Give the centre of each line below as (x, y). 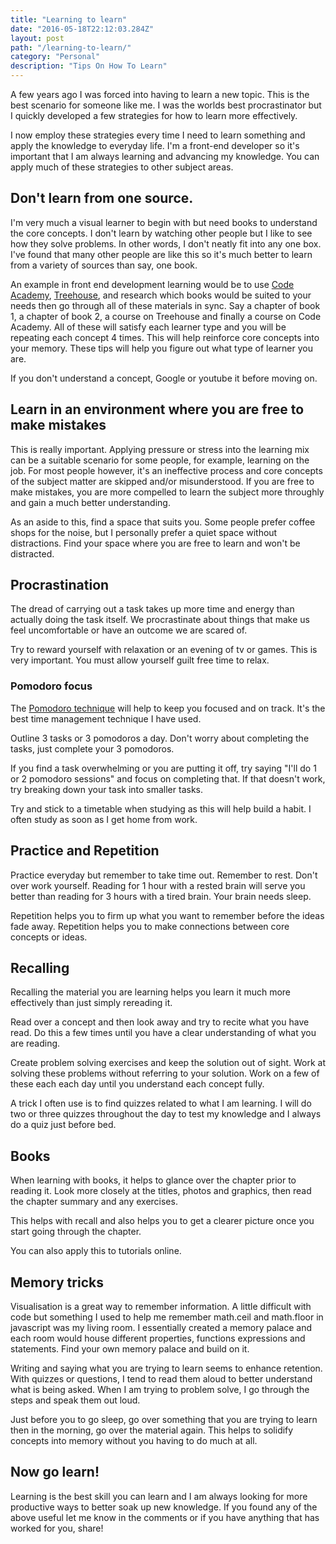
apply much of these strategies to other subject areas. (122, 167)
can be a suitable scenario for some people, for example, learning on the (160, 460)
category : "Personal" (55, 57)
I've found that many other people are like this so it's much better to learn (161, 254)
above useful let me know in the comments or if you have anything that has (165, 1517)
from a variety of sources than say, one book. (104, 265)
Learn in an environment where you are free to (157, 409)
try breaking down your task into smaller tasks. (106, 789)
